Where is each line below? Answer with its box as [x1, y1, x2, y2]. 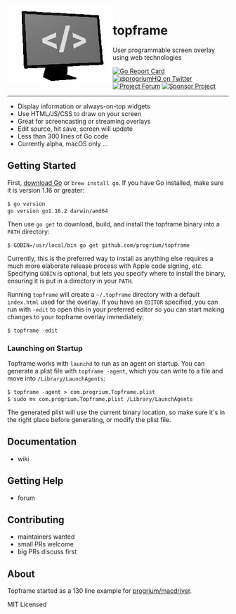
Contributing [7, 514, 65, 526]
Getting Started [7, 160, 77, 172]
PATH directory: [7, 227, 50, 236]
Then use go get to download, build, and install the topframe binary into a [7, 219, 220, 228]
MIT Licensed [7, 600, 47, 609]
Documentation [7, 436, 77, 448]
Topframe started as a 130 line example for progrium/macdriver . [7, 587, 192, 595]
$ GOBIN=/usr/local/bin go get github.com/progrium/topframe [7, 241, 190, 249]
